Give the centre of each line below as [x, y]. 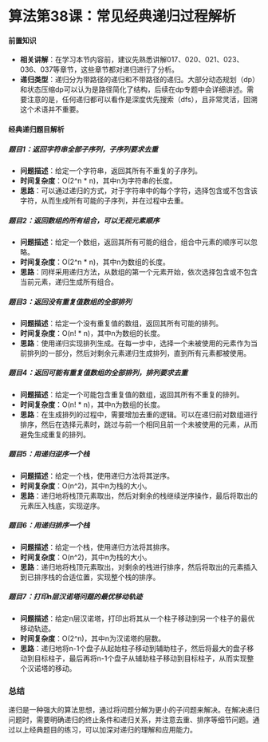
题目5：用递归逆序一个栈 [49, 454]
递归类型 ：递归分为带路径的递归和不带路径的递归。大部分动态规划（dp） [139, 80]
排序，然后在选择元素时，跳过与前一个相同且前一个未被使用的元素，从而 [138, 424]
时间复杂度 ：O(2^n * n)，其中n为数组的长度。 [95, 262]
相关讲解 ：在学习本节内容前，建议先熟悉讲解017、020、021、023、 [132, 60]
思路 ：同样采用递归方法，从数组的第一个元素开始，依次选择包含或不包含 [138, 271]
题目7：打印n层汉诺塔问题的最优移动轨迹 [75, 597]
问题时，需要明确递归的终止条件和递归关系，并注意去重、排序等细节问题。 [130, 720]
